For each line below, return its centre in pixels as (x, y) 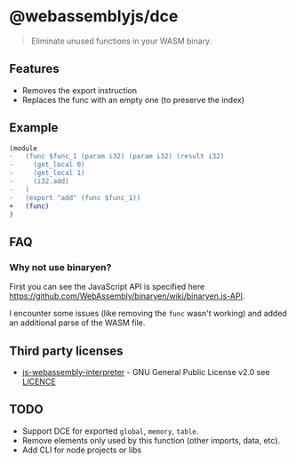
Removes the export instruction (80, 90)
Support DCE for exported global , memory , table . (110, 431)
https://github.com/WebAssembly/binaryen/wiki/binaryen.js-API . (127, 296)
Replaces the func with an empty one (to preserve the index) (133, 100)
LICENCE (39, 381)
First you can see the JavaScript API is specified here (107, 287)
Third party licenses (66, 351)
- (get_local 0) (48, 165)
